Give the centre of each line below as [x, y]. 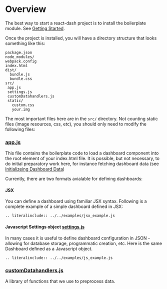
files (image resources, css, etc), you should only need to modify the [76, 124]
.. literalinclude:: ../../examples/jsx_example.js [60, 216]
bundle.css [21, 78]
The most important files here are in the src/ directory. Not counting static [82, 118]
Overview [26, 9]
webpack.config [21, 61]
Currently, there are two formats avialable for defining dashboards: [74, 179]
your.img [21, 109]
